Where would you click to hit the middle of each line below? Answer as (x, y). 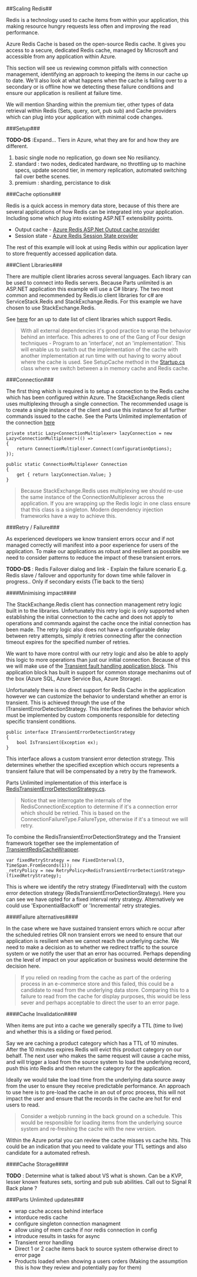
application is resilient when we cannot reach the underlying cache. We (93, 941)
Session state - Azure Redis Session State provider (76, 236)
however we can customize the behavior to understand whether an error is (96, 696)
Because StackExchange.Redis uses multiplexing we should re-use (102, 491)
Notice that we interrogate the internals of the (76, 800)
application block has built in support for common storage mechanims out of (99, 672)
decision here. (24, 966)
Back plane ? (21, 1188)
